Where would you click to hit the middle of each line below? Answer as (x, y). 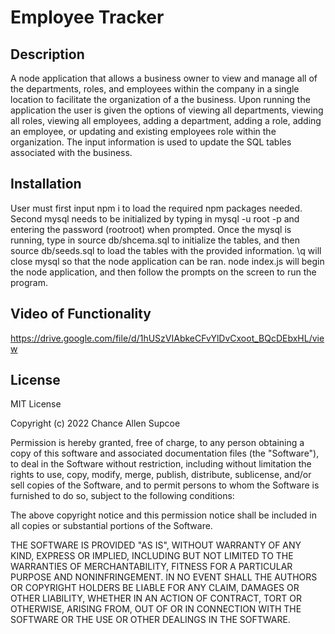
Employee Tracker (87, 17)
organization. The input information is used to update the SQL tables (151, 142)
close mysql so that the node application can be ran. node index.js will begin (167, 261)
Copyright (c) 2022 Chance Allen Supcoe (95, 423)
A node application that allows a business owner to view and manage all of (164, 78)
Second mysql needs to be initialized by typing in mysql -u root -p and (155, 218)
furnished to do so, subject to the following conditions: (122, 496)
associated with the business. (71, 152)
